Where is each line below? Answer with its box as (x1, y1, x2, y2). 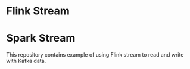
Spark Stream (6, 32, 76, 45)
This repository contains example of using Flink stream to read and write (6, 51, 184, 58)
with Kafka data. (6, 58, 46, 65)
